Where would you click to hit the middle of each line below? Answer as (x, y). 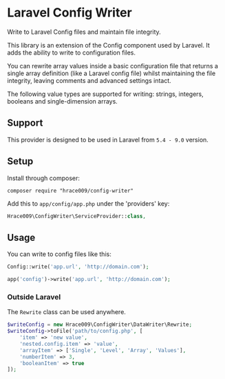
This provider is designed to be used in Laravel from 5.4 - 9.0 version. (108, 139)
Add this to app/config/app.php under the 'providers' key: (88, 203)
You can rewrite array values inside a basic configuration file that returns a (113, 66)
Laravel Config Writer (69, 13)
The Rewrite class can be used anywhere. (66, 312)
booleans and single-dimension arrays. (63, 101)
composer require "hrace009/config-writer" (71, 191)
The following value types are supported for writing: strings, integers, (106, 94)
